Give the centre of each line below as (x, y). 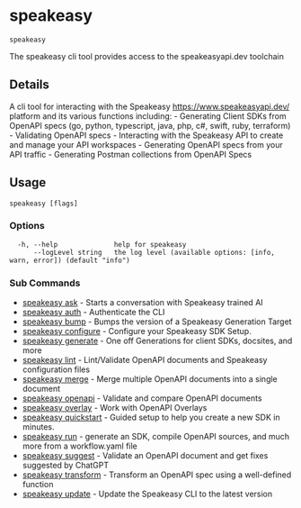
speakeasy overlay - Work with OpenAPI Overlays (115, 408)
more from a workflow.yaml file (80, 446)
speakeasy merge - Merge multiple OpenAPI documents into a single (150, 379)
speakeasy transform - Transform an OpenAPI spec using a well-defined (157, 475)
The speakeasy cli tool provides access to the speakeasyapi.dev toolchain (147, 56)
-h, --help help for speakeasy (102, 244)
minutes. (39, 427)
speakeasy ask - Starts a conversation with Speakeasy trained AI (142, 303)
